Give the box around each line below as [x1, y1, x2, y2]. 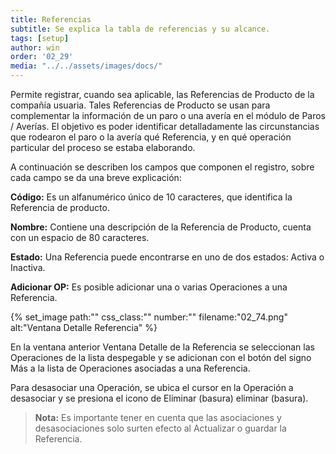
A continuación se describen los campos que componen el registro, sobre [10, 161, 315, 173]
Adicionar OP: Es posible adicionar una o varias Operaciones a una [10, 281, 288, 293]
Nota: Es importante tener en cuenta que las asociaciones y [34, 412, 282, 423]
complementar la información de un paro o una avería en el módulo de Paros [10, 110, 326, 121]
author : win [10, 42, 60, 53]
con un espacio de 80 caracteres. [10, 232, 150, 243]
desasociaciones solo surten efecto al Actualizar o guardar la [34, 422, 287, 434]
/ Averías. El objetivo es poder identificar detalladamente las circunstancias [10, 121, 320, 132]
